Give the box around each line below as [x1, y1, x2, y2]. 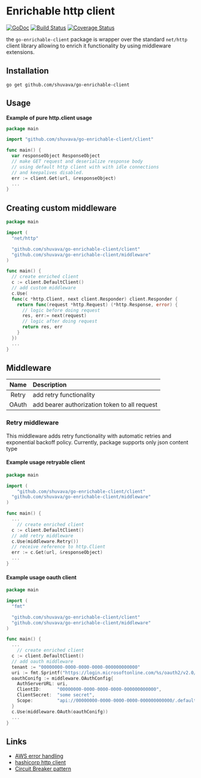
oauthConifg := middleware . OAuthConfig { [11, 675, 114, 681]
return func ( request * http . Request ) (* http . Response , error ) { [17, 301, 178, 307]
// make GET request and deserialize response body [11, 158, 144, 164]
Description [32, 381, 67, 389]
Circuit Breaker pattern [14, 765, 72, 773]
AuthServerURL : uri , [17, 681, 68, 687]
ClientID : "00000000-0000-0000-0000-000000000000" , [17, 686, 162, 693]
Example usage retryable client [6, 459, 86, 466]
